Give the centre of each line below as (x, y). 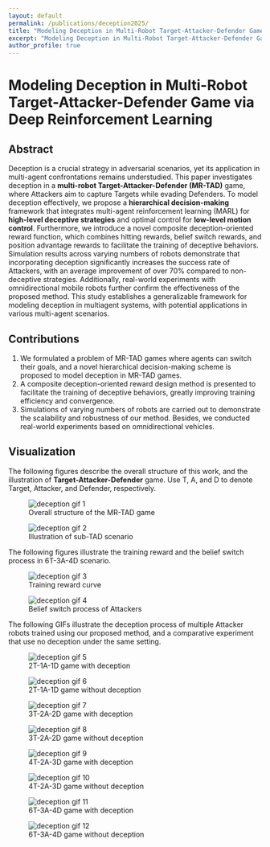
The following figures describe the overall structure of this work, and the (128, 471)
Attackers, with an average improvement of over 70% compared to (119, 271)
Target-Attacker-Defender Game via (131, 102)
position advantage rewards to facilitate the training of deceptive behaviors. (134, 245)
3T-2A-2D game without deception (86, 738)
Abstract (31, 149)
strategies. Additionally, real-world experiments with (129, 280)
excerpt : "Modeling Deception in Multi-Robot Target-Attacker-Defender (131, 38)
